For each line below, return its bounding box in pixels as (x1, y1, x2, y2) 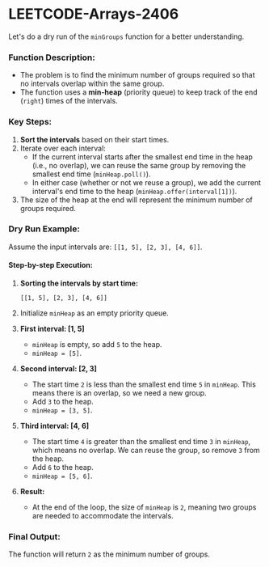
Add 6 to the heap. (32, 463, 95, 472)
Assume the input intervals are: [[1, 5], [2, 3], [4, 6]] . (8, 242, 204, 252)
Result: (19, 487, 45, 497)
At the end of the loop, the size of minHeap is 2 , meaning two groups (32, 502, 257, 512)
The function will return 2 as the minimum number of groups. (8, 549, 210, 559)
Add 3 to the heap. (32, 397, 95, 407)
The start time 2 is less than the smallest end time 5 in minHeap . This (32, 379, 256, 389)
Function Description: (8, 52, 95, 63)
